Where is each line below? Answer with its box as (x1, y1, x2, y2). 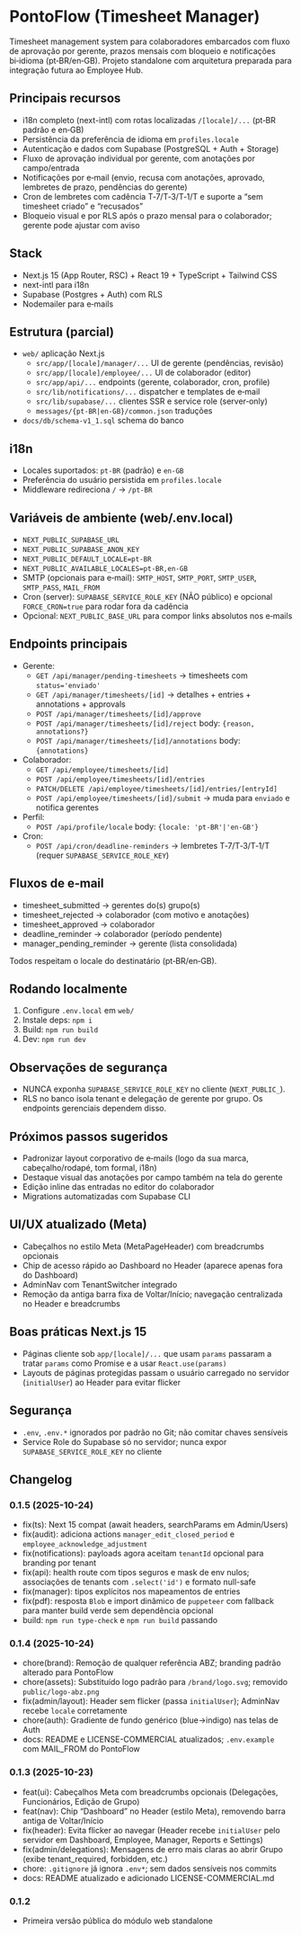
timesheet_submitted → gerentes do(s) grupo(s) (22, 899, 200, 910)
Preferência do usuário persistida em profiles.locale (22, 475, 222, 486)
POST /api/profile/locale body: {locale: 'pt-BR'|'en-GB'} (35, 821, 259, 832)
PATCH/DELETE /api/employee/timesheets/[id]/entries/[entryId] (35, 784, 279, 793)
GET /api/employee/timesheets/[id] (35, 765, 169, 774)
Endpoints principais (9, 637, 128, 652)
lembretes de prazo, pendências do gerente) (22, 182, 188, 192)
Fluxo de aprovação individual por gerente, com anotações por (22, 153, 256, 164)
